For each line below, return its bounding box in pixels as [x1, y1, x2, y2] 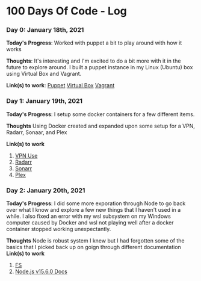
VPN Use [14, 152, 38, 159]
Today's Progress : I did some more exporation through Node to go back [6, 200, 186, 207]
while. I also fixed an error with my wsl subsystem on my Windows [6, 212, 172, 220]
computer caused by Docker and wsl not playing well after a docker [6, 219, 174, 226]
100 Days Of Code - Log [6, 4, 128, 18]
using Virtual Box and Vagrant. [6, 70, 82, 78]
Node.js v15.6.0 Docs [14, 268, 67, 275]
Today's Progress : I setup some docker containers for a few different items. [6, 110, 195, 118]
